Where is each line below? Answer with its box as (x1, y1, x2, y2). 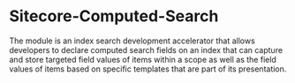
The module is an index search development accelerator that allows (9, 35, 256, 46)
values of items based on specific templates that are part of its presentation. (9, 64, 287, 74)
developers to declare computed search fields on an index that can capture (9, 44, 284, 55)
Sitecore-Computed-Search (9, 6, 219, 26)
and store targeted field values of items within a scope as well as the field (9, 54, 276, 64)
